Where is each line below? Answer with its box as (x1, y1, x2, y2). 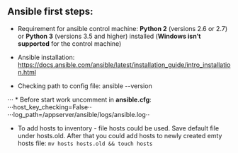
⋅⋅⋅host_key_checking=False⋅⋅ (7, 102, 92, 111)
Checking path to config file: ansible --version (17, 81, 152, 90)
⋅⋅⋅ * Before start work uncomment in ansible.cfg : (7, 95, 152, 104)
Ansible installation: (17, 53, 75, 61)
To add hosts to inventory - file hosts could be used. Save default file (17, 123, 220, 133)
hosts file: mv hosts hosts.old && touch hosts (17, 139, 153, 147)
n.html (17, 68, 37, 76)
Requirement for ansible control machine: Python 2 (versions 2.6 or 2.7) (17, 24, 228, 32)
